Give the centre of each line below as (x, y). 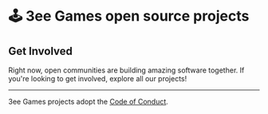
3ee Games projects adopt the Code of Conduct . (89, 102)
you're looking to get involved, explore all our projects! (98, 79)
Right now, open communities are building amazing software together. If (126, 70)
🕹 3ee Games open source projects (129, 16)
